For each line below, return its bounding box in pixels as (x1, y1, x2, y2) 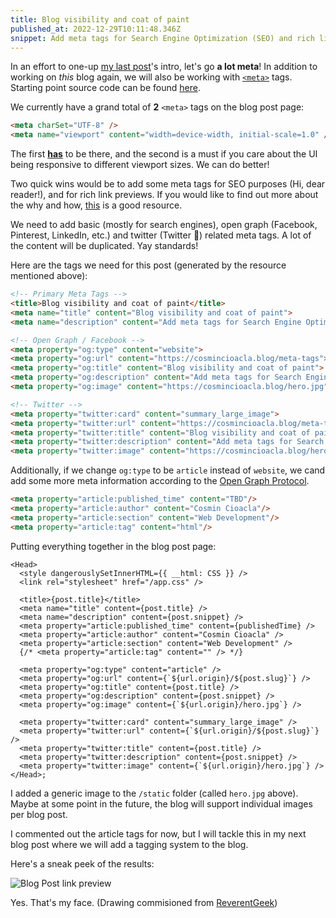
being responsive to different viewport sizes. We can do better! (10, 159, 270, 171)
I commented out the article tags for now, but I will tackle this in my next (10, 827, 307, 840)
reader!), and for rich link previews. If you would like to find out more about (10, 189, 319, 201)
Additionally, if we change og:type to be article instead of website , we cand (10, 464, 326, 476)
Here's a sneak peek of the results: (10, 857, 155, 870)
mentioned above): (10, 270, 88, 282)
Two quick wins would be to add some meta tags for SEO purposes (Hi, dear (10, 178, 326, 190)
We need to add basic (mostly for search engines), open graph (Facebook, (10, 219, 318, 231)
